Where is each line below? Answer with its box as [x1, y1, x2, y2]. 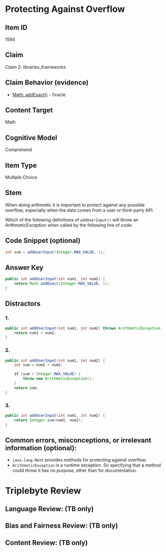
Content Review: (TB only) [5, 538, 88, 547]
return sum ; [14, 385, 39, 391]
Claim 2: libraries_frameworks [5, 64, 66, 70]
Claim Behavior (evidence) [5, 79, 89, 87]
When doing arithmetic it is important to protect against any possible [5, 202, 145, 208]
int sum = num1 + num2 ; [14, 363, 63, 368]
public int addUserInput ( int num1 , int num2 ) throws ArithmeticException [5, 325, 161, 331]
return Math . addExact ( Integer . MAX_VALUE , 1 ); [14, 281, 110, 286]
